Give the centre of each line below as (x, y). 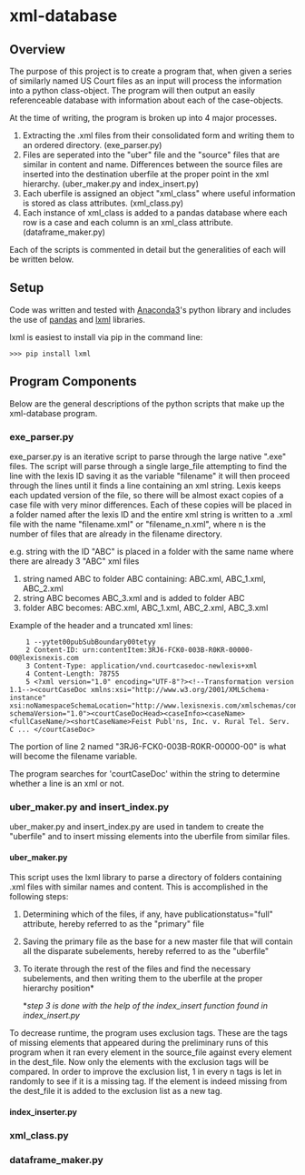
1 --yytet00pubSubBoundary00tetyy (91, 642)
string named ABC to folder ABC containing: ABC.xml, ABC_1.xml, (144, 578)
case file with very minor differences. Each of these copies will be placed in (151, 505)
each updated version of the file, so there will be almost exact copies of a (147, 495)
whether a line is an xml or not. (67, 783)
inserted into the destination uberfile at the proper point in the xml (146, 174)
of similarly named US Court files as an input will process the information (146, 81)
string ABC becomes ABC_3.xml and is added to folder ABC (133, 598)
